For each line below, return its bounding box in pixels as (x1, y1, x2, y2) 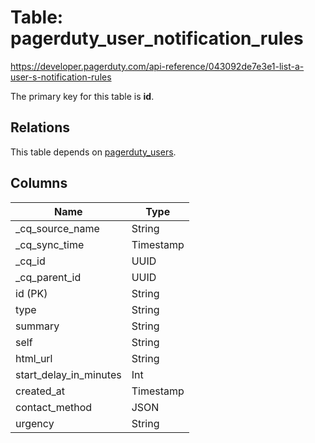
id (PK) (15, 286, 48, 300)
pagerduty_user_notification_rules (10, 27, 304, 50)
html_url (15, 351, 53, 365)
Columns (10, 175, 68, 192)
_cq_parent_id (15, 270, 82, 284)
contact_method (15, 400, 93, 414)
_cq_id (15, 254, 46, 268)
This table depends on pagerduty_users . (10, 146, 177, 158)
